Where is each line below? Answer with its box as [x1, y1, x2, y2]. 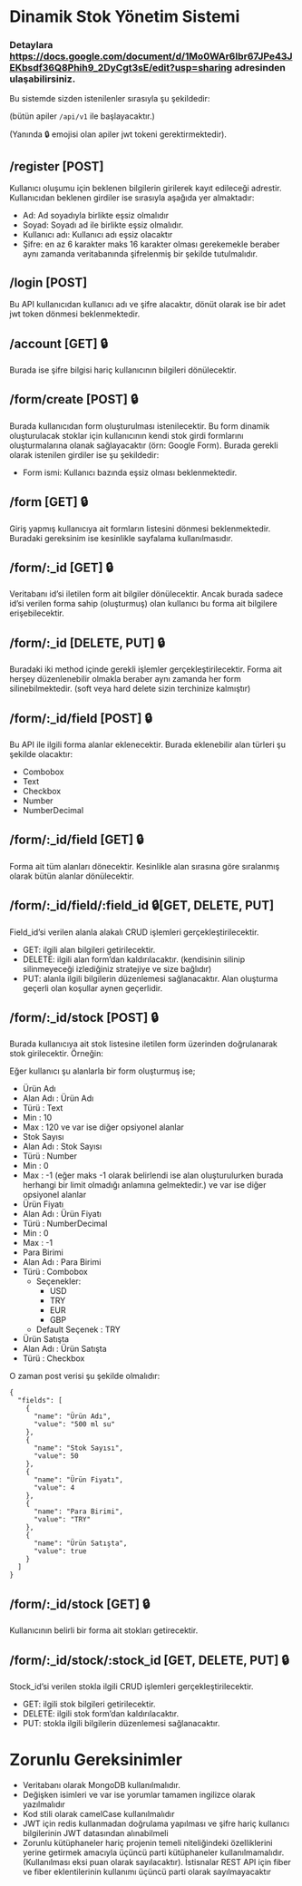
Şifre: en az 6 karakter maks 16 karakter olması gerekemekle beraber [22, 238, 280, 250]
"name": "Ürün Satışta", [33, 1539, 128, 1548]
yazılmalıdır [22, 1798, 66, 1810]
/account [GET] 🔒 [9, 335, 109, 351]
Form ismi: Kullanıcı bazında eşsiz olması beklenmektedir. [22, 467, 238, 478]
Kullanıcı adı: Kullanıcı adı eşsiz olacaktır [22, 229, 173, 240]
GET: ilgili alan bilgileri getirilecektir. [22, 944, 156, 955]
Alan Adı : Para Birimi [22, 1257, 102, 1268]
